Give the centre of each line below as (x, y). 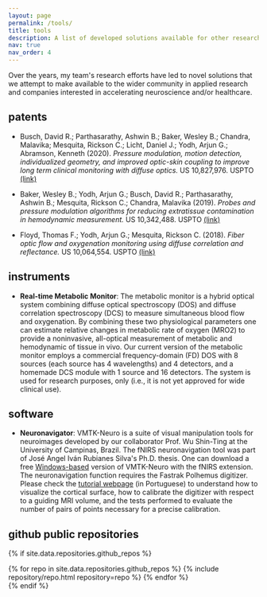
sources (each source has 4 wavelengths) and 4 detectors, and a (126, 364)
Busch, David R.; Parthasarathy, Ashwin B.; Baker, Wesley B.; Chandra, (135, 136)
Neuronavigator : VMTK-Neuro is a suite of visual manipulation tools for (137, 433)
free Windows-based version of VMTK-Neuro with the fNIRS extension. (136, 467)
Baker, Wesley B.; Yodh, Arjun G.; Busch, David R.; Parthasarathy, (126, 194)
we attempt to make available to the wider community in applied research (128, 84)
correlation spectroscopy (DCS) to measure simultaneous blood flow (132, 313)
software (31, 414)
